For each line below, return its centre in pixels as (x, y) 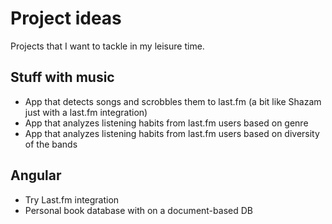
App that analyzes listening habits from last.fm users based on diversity (172, 133)
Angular (36, 175)
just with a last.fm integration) (86, 112)
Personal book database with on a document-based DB (138, 210)
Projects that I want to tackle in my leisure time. (107, 46)
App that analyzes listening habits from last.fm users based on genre (166, 123)
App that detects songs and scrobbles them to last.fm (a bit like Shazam (173, 101)
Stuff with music (62, 77)
